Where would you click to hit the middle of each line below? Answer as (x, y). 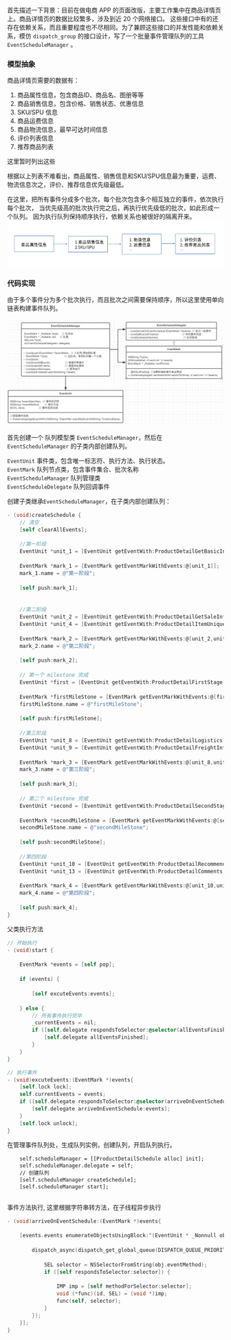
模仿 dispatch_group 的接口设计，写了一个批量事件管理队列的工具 (112, 36)
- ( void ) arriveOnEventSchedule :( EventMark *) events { (84, 1221)
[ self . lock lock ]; (46, 1087)
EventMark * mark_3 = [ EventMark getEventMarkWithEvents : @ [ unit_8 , (117, 762)
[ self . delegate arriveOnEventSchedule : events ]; (101, 1109)
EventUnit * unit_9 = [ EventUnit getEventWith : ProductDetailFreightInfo (124, 748)
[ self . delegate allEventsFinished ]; (96, 1037)
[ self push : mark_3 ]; (49, 784)
